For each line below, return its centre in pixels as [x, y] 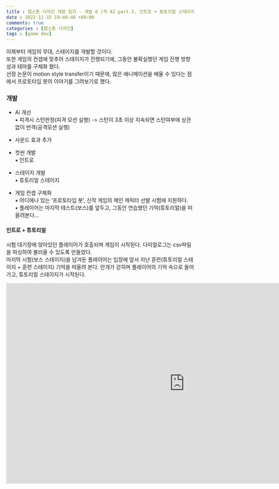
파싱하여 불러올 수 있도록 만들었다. [52, 252]
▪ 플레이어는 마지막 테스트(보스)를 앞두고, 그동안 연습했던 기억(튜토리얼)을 [100, 208]
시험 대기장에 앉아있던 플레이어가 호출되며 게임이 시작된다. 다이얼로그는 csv [94, 244]
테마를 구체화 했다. [39, 67]
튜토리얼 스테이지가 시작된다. [52, 274]
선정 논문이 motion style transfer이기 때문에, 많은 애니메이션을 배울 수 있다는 [96, 74]
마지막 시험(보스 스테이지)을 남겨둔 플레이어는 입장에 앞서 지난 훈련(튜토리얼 [94, 259]
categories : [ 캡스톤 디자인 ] [40, 28]
